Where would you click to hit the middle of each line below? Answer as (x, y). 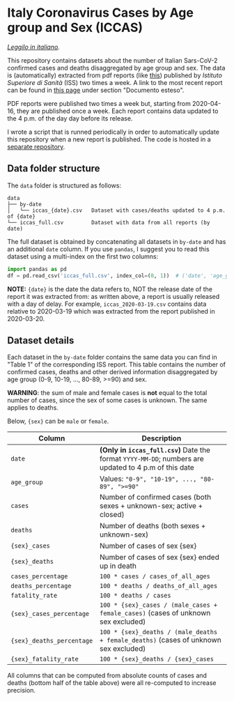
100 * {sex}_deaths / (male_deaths (159, 632)
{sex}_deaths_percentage (52, 641)
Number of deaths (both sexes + (153, 526)
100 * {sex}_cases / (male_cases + (159, 605)
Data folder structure (54, 169)
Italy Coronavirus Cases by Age (100, 13)
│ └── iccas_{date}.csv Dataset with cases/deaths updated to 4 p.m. (117, 210)
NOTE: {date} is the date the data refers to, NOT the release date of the (110, 289)
